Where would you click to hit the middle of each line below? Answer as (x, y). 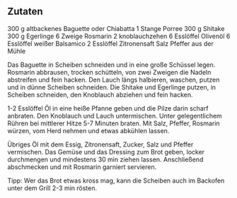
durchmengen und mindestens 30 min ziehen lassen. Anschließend (105, 159)
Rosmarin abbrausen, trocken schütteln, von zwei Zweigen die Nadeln (109, 72)
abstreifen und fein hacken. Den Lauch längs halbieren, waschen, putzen (114, 80)
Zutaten (25, 12)
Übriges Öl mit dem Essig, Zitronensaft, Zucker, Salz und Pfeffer (100, 144)
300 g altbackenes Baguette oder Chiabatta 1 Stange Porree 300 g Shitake (116, 28)
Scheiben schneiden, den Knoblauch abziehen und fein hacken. (100, 94)
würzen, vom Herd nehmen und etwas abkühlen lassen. (88, 130)
